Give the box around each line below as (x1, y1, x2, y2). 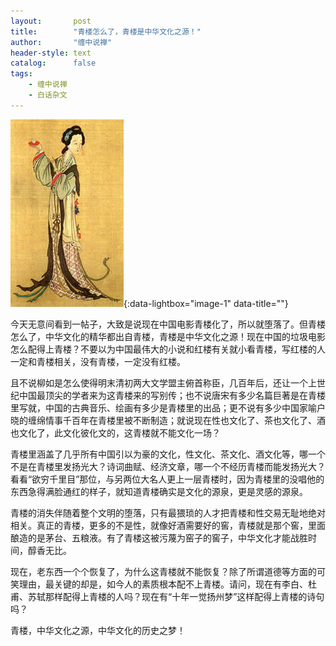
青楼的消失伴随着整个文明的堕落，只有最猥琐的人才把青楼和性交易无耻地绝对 (10, 506, 326, 519)
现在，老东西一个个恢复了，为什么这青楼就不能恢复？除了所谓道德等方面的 (10, 565, 317, 577)
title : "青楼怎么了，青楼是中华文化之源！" (10, 26, 202, 37)
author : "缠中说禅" (10, 37, 113, 47)
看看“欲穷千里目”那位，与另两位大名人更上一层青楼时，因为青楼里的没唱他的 (10, 473, 325, 485)
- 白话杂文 (28, 90, 68, 100)
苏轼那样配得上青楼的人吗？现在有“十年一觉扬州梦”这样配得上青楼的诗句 (27, 590, 325, 602)
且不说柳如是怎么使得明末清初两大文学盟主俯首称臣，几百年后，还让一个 (10, 376, 308, 389)
